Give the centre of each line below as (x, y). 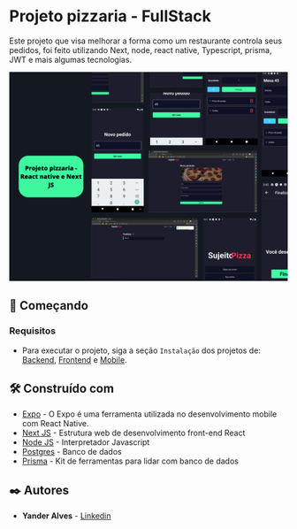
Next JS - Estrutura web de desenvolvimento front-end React (133, 433)
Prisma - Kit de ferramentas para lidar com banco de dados (130, 461)
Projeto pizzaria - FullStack (110, 16)
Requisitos (32, 331)
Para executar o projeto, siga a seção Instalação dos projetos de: (141, 350)
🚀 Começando (49, 306)
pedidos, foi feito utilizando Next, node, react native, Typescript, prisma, (141, 50)
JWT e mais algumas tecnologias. (71, 59)
